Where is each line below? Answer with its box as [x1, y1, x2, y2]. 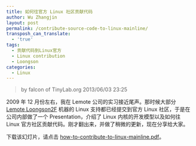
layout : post [6, 20, 39, 26]
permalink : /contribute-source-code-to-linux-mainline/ [6, 25, 148, 32]
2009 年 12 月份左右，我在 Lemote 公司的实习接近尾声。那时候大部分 [6, 98, 176, 105]
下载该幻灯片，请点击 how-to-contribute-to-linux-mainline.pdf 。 [6, 133, 165, 141]
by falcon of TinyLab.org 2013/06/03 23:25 [20, 86, 127, 93]
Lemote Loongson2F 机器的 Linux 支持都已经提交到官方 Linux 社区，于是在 [6, 105, 191, 113]
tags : [6, 42, 20, 48]
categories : [6, 64, 36, 70]
